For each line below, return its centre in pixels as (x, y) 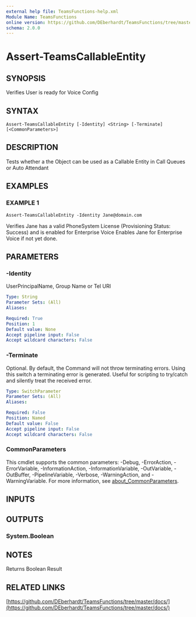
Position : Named (26, 418)
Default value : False (32, 423)
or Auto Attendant (27, 168)
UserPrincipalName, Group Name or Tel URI (59, 286)
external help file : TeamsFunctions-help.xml (62, 11)
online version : (26, 22)
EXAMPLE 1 (23, 203)
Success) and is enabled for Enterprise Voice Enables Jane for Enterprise (94, 232)
